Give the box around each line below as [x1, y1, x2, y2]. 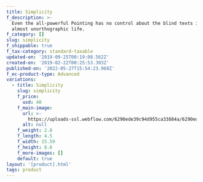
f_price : [17, 93, 39, 99]
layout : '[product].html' [6, 161, 71, 167]
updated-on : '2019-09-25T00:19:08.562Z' [6, 54, 110, 60]
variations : [6, 76, 36, 83]
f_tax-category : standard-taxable [6, 49, 94, 55]
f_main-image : [17, 104, 53, 111]
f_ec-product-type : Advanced [6, 71, 80, 77]
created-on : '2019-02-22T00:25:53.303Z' [6, 59, 110, 66]
